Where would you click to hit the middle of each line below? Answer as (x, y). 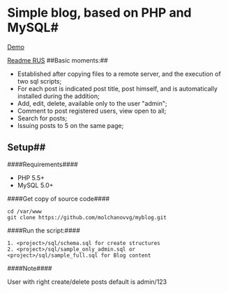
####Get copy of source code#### (59, 198)
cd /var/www (24, 211)
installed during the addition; (58, 96)
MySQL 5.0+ (35, 185)
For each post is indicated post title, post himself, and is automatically (117, 88)
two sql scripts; (39, 81)
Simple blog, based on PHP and (99, 13)
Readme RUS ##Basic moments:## (58, 60)
